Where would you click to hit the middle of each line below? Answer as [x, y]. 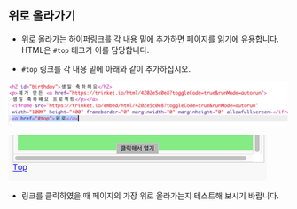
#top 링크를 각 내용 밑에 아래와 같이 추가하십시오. [106, 68]
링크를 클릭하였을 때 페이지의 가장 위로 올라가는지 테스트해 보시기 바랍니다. [150, 195]
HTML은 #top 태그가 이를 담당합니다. [85, 50]
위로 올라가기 [42, 16]
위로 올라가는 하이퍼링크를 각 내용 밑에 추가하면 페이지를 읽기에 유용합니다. [150, 39]
